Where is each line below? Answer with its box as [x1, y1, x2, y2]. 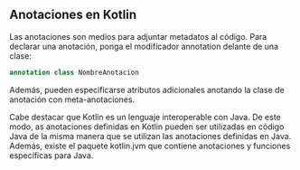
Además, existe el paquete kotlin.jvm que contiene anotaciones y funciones [9, 140, 291, 151]
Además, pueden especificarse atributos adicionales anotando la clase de [9, 84, 285, 95]
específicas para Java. [9, 149, 94, 161]
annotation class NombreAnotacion [9, 68, 140, 77]
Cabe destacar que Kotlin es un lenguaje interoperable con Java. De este [9, 111, 282, 122]
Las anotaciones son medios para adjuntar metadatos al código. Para [9, 31, 267, 42]
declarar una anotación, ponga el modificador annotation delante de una [9, 41, 278, 52]
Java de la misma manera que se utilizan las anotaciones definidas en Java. [9, 130, 292, 141]
